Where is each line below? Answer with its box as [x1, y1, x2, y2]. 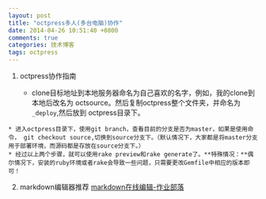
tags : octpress [8, 48, 59, 56]
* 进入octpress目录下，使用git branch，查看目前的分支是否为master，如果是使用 [8, 125, 248, 133]
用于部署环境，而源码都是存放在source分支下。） [8, 142, 145, 150]
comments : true [8, 33, 59, 42]
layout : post [8, 11, 51, 20]
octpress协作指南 [19, 71, 77, 80]
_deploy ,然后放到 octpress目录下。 [31, 108, 145, 117]
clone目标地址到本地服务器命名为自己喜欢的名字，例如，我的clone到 [31, 88, 256, 98]
